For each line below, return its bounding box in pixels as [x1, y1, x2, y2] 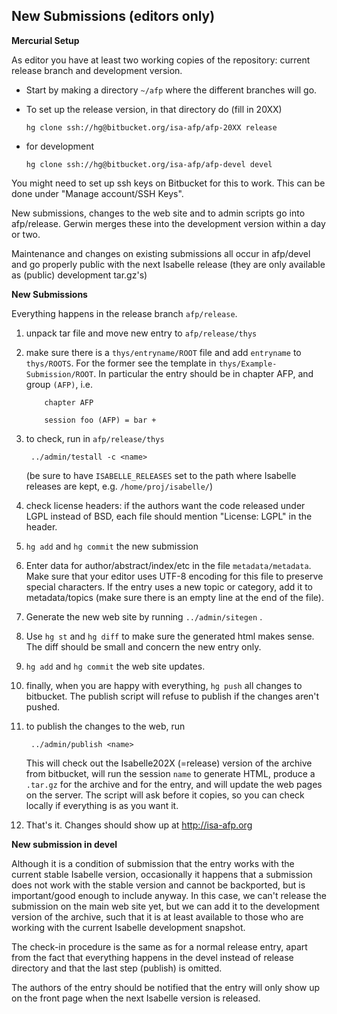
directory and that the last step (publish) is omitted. [11, 962, 223, 974]
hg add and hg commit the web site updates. [25, 660, 206, 672]
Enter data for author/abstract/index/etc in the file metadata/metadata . [25, 559, 312, 571]
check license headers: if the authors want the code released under [25, 499, 306, 511]
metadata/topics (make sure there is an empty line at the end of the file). [25, 591, 324, 603]
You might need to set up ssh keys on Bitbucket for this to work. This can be [11, 177, 326, 189]
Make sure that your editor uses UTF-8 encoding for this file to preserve [25, 570, 324, 582]
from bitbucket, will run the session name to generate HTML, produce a [25, 767, 316, 779]
